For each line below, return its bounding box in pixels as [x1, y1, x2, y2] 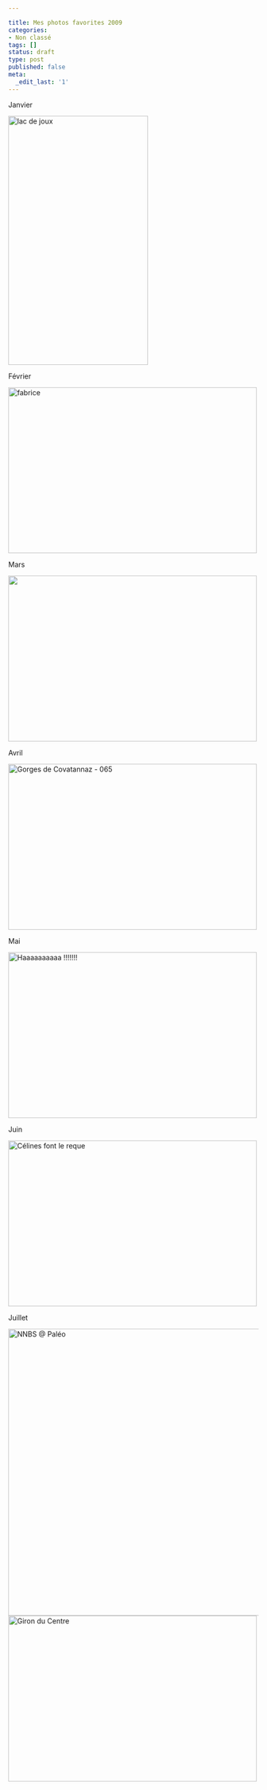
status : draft [8, 49, 56, 57]
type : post [8, 56, 44, 64]
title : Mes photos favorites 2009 [8, 18, 123, 26]
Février [8, 371, 32, 381]
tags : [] [8, 41, 37, 49]
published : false [8, 63, 66, 72]
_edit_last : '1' [15, 77, 69, 86]
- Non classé [8, 33, 52, 41]
